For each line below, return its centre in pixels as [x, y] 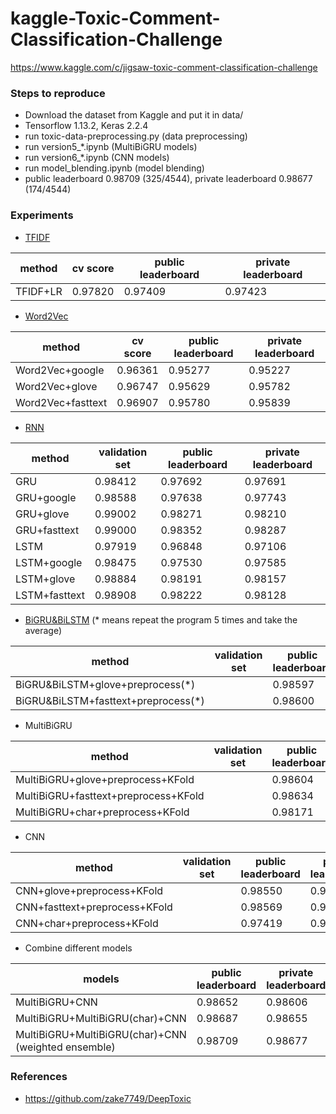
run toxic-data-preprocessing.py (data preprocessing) [136, 136]
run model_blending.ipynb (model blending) [114, 168]
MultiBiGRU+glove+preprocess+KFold [105, 779]
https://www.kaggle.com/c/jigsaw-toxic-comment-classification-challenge [164, 67]
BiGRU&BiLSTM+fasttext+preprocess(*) [110, 700]
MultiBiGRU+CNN [56, 1002]
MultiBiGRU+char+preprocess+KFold [102, 812]
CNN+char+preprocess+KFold [87, 923]
